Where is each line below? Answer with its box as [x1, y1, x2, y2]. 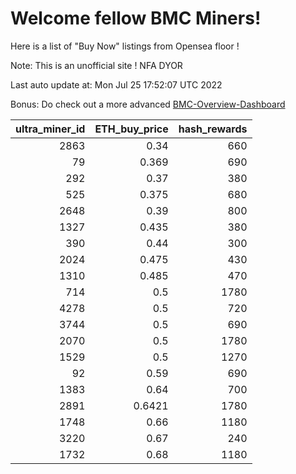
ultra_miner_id [15, 122, 86, 136]
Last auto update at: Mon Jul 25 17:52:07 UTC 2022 [10, 78, 223, 91]
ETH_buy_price [94, 122, 169, 136]
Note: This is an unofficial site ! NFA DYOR [10, 59, 183, 71]
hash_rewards [178, 122, 248, 136]
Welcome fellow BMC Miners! [10, 7, 262, 30]
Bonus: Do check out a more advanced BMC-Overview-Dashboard [10, 98, 286, 110]
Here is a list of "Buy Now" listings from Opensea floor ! [10, 40, 240, 52]
